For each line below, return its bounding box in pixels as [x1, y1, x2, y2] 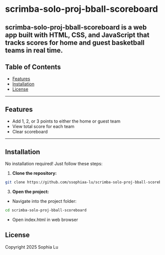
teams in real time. [5, 46, 63, 55]
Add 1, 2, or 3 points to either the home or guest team [12, 118, 121, 124]
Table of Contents [5, 63, 61, 71]
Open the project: [12, 189, 49, 194]
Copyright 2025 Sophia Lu [5, 244, 58, 250]
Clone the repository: [12, 170, 57, 176]
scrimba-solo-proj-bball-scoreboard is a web [5, 23, 147, 32]
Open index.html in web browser [12, 217, 79, 223]
